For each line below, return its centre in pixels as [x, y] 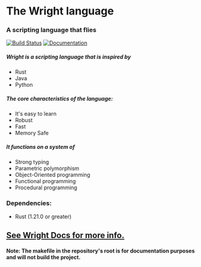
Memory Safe [32, 133]
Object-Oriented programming [52, 175]
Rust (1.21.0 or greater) [43, 216]
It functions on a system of [41, 147]
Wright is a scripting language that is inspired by [69, 57]
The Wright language [60, 11]
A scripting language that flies [51, 30]
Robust [24, 120]
